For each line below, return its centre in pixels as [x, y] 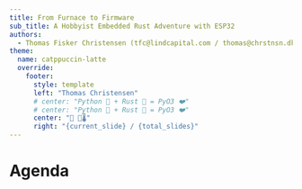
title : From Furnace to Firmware [72, 18]
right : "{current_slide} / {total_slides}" [116, 127]
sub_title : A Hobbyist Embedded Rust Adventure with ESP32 [122, 26]
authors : [26, 34]
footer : [40, 76]
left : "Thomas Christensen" [86, 93]
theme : [22, 51]
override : [36, 68]
